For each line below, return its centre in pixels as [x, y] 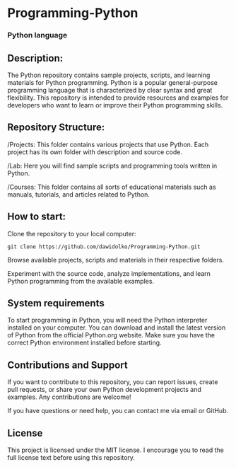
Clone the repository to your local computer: [72, 233]
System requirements [56, 303]
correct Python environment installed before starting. [84, 343]
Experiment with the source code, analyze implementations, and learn [109, 273]
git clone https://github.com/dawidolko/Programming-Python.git [104, 247]
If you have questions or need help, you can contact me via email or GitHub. [118, 411]
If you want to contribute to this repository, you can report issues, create [113, 382]
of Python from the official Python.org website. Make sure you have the [111, 335]
